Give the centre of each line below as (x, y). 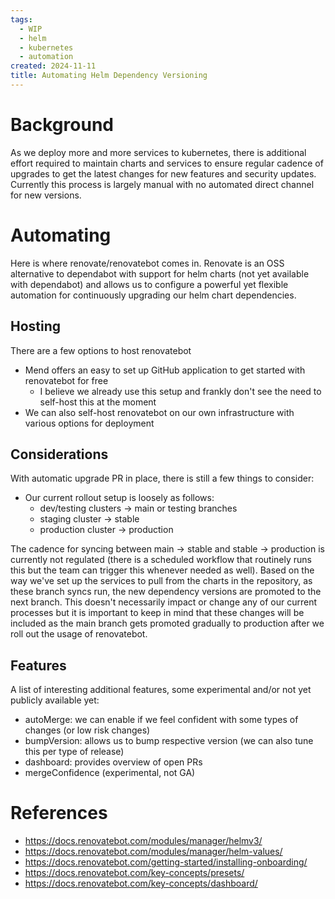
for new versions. (46, 195)
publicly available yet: (55, 700)
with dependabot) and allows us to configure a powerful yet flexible (149, 284)
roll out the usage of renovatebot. (79, 634)
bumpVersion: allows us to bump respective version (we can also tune (169, 741)
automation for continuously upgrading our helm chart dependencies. (153, 295)
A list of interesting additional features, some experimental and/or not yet (161, 690)
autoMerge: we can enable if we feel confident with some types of (161, 720)
